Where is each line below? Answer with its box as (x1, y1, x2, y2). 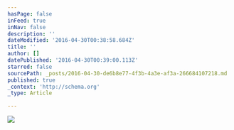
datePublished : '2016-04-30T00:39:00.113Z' (7, 57, 139, 64)
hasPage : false (7, 10, 53, 18)
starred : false (7, 63, 53, 70)
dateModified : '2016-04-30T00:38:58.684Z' (7, 37, 135, 44)
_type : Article (7, 90, 53, 97)
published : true (7, 76, 55, 84)
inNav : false (7, 23, 46, 31)
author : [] (7, 50, 40, 58)
